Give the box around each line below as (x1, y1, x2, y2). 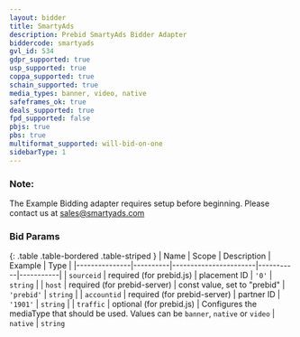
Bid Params (9, 229, 60, 242)
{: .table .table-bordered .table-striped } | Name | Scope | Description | (9, 250, 271, 262)
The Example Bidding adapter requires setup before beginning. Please (9, 198, 270, 209)
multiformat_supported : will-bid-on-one (9, 139, 164, 148)
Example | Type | (9, 260, 72, 271)
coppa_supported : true (9, 72, 95, 81)
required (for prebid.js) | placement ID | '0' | (107, 270, 273, 281)
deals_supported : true (9, 106, 95, 115)
